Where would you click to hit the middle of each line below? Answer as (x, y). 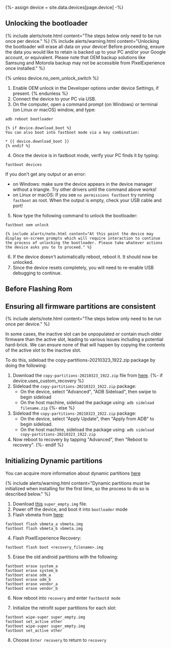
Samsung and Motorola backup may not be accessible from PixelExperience (85, 63)
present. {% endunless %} (40, 93)
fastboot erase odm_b (28, 579)
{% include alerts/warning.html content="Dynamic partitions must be (78, 483)
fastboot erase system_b (32, 570)
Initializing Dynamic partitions (54, 461)
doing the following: (26, 366)
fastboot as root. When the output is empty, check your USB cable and (87, 200)
